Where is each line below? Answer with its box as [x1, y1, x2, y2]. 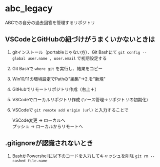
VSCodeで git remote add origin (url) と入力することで [12, 107, 129, 112]
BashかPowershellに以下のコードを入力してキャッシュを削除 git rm [12, 153, 149, 159]
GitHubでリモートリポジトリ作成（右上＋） [12, 86, 99, 92]
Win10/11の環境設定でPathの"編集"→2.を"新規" [12, 76, 106, 82]
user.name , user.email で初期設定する [27, 55, 107, 61]
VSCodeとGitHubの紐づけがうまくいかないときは [5, 35, 155, 44]
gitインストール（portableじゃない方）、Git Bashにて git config [12, 49, 140, 55]
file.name [27, 158, 48, 163]
